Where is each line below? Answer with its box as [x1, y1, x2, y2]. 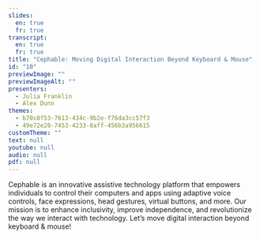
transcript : [8, 33, 47, 42]
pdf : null [8, 159, 41, 166]
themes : [8, 107, 34, 115]
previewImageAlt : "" [8, 77, 77, 85]
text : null [8, 136, 44, 144]
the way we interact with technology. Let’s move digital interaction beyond [8, 214, 250, 223]
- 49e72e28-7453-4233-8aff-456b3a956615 [15, 121, 150, 129]
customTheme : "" [8, 129, 62, 136]
